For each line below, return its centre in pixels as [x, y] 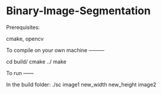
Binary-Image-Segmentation [79, 11]
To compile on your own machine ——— [55, 50]
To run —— [20, 73]
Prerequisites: [23, 27]
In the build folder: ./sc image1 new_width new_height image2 [81, 85]
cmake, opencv [25, 38]
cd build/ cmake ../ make [36, 61]
